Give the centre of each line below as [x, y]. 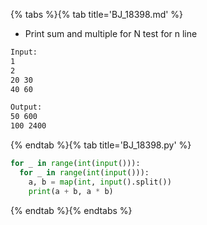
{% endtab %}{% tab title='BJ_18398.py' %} [101, 145]
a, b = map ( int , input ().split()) [100, 182]
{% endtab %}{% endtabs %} [71, 210]
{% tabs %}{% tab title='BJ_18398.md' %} [97, 14]
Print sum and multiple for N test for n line [111, 33]
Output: [26, 107]
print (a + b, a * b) [71, 191]
